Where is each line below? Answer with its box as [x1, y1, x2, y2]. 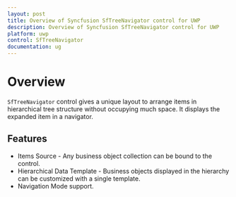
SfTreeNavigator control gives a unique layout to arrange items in [7, 97, 197, 106]
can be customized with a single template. [17, 174, 141, 183]
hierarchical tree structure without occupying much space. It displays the [7, 104, 220, 113]
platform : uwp [7, 30, 49, 38]
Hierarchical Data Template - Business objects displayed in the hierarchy [17, 167, 230, 175]
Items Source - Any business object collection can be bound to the [17, 152, 213, 160]
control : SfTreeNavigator [7, 37, 83, 44]
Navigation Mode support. [17, 181, 94, 190]
